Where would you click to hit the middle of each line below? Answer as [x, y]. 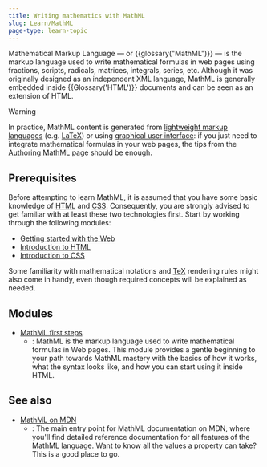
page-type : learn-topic [48, 30]
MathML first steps [51, 333]
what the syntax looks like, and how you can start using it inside [137, 367]
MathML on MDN [48, 420]
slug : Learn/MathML [41, 23]
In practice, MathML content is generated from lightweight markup [118, 127]
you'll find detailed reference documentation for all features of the [141, 437]
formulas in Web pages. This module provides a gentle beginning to [144, 349]
